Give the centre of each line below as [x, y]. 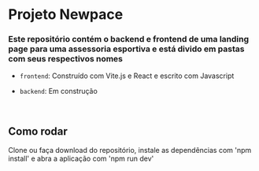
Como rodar [38, 131]
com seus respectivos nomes [66, 59]
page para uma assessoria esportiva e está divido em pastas [126, 49]
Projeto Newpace [66, 15]
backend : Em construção [59, 91]
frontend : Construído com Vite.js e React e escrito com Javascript [127, 76]
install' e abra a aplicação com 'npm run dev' [81, 158]
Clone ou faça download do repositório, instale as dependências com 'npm [130, 151]
